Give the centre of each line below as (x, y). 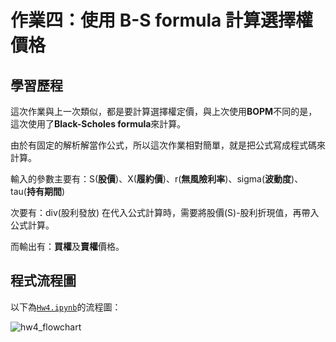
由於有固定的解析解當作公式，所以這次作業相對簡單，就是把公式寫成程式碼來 (168, 145)
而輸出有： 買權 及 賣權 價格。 (67, 246)
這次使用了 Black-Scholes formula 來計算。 (98, 124)
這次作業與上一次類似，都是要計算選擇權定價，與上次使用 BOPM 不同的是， (164, 111)
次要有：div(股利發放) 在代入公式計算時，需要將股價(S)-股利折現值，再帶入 (165, 212)
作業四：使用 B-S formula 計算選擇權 (161, 20)
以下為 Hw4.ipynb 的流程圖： (66, 307)
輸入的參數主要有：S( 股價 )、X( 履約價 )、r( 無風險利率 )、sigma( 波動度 (151, 179)
